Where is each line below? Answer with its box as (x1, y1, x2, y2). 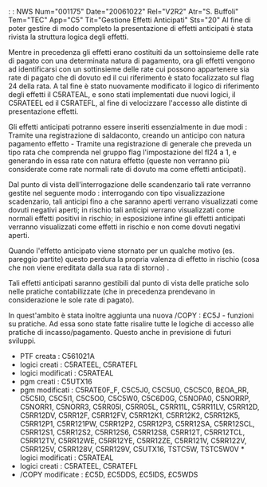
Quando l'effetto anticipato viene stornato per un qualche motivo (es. (8, 246, 235, 255)
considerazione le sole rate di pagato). (8, 295, 135, 305)
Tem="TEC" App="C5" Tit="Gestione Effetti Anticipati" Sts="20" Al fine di (8, 15, 251, 25)
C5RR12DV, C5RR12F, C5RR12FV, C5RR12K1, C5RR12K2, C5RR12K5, (19, 411, 241, 420)
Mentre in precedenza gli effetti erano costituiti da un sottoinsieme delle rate (8, 48, 259, 56)
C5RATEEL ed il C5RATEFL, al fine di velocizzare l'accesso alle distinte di (8, 99, 248, 107)
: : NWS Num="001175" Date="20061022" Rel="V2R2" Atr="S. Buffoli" (8, 7, 239, 16)
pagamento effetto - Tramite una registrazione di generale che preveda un (8, 139, 253, 148)
